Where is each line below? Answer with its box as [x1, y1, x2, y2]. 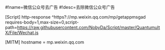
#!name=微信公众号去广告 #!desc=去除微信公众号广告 [5, 4, 115, 10]
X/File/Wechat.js [5, 30, 39, 35]
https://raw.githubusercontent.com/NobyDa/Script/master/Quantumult [17, 25, 161, 30]
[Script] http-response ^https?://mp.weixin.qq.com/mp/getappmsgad [5, 14, 146, 20]
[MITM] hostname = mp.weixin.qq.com [5, 39, 84, 45]
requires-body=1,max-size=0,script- [5, 19, 79, 25]
